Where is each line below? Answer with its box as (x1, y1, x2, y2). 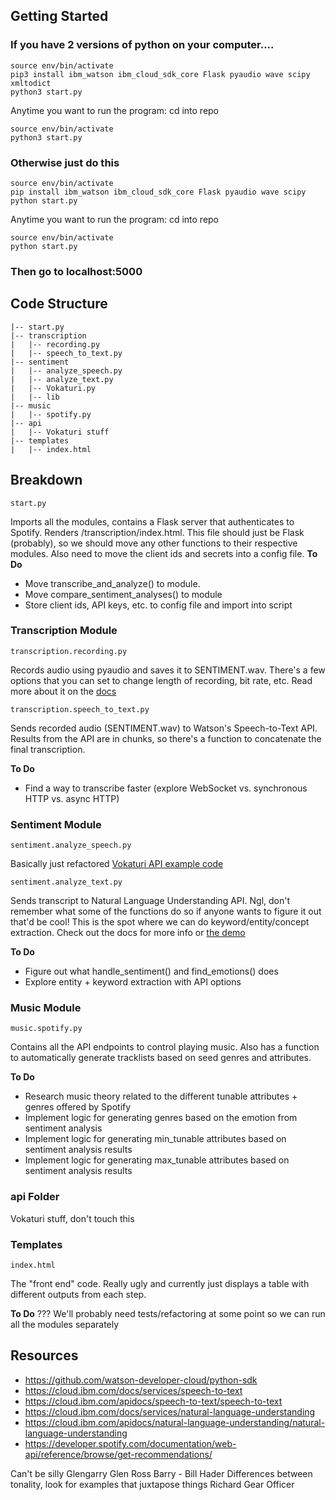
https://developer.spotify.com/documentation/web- (24, 1437, 237, 1449)
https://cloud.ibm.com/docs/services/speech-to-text (24, 1384, 243, 1396)
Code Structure (10, 295, 108, 313)
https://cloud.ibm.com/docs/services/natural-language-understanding (24, 1405, 316, 1418)
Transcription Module (10, 624, 118, 638)
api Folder (10, 1190, 60, 1204)
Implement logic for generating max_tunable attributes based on (24, 1154, 290, 1166)
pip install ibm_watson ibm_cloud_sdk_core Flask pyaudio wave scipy (10, 187, 307, 197)
